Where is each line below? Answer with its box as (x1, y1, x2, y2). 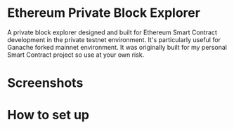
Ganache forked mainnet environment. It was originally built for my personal (7, 43, 227, 51)
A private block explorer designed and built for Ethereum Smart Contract (7, 28, 218, 36)
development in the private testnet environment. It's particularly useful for (7, 35, 221, 43)
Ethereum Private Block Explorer (7, 5, 200, 21)
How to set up (7, 107, 90, 123)
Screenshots (7, 75, 84, 91)
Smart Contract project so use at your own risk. (7, 50, 145, 59)
